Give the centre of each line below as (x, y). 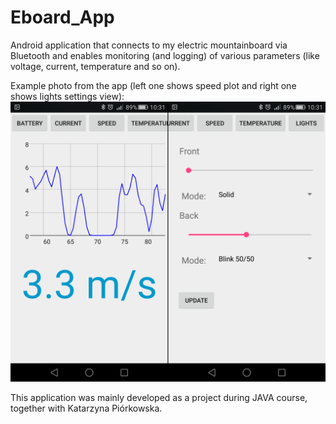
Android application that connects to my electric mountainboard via (149, 45)
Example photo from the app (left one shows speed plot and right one (153, 85)
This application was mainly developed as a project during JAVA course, (159, 397)
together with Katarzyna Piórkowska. (86, 408)
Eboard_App (62, 17)
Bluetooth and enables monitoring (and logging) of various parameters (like (165, 55)
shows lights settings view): (67, 96)
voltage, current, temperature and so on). (95, 66)
